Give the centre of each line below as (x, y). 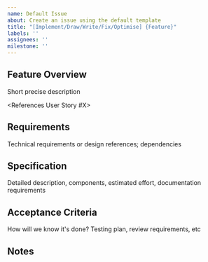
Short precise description (44, 91)
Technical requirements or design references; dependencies (95, 144)
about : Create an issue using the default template (84, 20)
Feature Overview (47, 75)
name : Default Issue (37, 14)
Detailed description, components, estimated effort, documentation (104, 183)
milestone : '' (28, 46)
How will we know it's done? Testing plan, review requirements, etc (104, 229)
